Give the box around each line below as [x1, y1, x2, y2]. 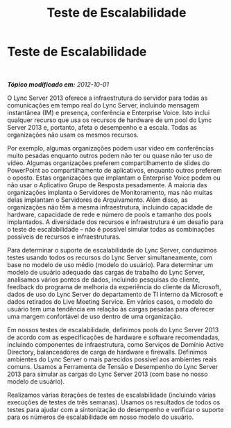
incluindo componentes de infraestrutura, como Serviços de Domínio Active [7, 340, 224, 348]
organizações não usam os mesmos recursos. [7, 130, 139, 139]
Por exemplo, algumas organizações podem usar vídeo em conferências [7, 144, 214, 152]
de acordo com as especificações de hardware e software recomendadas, [7, 333, 221, 341]
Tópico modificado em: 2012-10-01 [7, 80, 110, 88]
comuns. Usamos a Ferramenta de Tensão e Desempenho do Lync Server [7, 362, 219, 370]
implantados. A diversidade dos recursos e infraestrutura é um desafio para [7, 217, 224, 226]
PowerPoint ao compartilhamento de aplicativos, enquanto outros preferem [7, 166, 222, 174]
